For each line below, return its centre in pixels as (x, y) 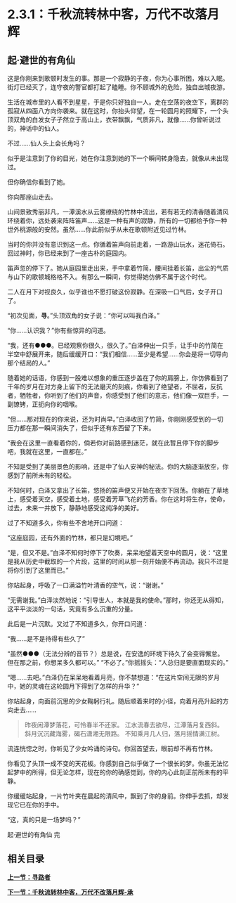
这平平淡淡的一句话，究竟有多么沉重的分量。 (72, 609)
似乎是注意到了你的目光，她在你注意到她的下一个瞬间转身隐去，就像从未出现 (118, 158)
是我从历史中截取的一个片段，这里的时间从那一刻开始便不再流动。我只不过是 (118, 561)
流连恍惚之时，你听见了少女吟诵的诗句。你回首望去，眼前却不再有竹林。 (112, 748)
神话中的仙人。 (41, 128)
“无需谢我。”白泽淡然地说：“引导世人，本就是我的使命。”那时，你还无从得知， (117, 600)
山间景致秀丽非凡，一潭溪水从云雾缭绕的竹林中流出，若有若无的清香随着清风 (118, 212)
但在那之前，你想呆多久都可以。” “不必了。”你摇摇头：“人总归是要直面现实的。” (118, 662)
